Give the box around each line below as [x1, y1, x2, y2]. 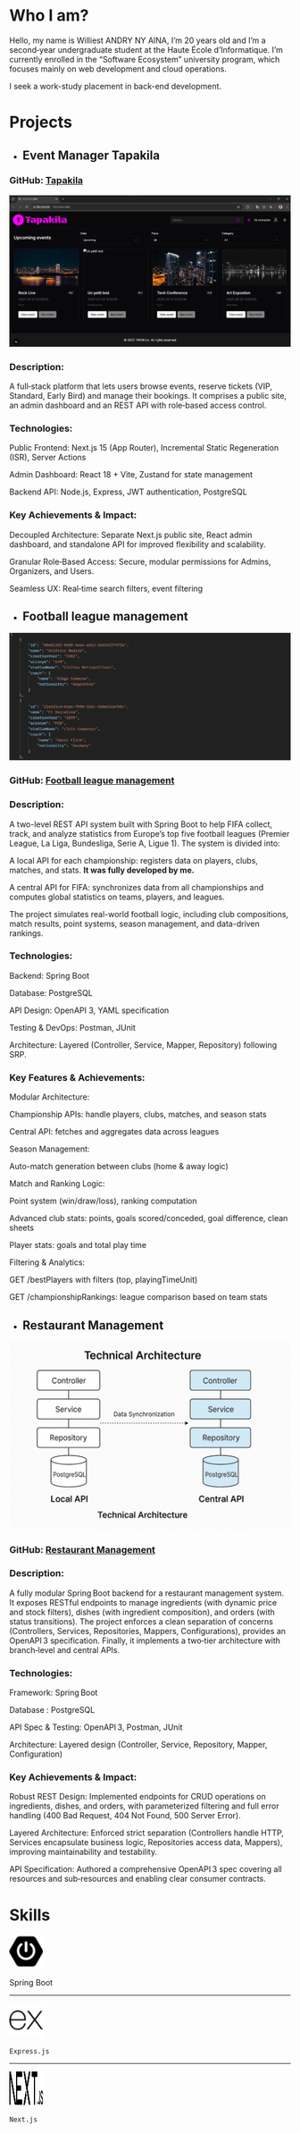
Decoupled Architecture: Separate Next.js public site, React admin [9, 529, 253, 540]
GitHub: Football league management [9, 774, 175, 787]
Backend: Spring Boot [9, 970, 90, 981]
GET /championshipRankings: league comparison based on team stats [9, 1292, 268, 1303]
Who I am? [9, 5, 89, 26]
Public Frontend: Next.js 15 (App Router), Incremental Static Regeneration [9, 443, 279, 453]
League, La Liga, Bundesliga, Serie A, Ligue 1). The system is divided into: [9, 838, 280, 848]
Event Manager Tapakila [21, 148, 161, 163]
